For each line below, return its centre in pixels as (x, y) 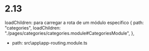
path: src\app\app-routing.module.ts (50, 42)
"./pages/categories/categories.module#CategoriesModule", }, (69, 33)
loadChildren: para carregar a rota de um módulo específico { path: (74, 22)
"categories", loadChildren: (33, 27)
